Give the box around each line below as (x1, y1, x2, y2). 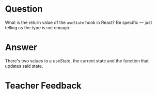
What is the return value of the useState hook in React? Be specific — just (5, 19, 152, 25)
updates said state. (5, 63, 43, 69)
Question (5, 3, 43, 15)
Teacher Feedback (5, 80, 81, 91)
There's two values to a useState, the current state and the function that (5, 57, 149, 64)
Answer (5, 42, 37, 53)
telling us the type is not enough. (5, 24, 71, 30)
